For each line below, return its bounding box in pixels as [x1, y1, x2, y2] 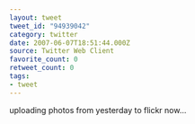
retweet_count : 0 [9, 64, 75, 73]
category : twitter [9, 30, 78, 39]
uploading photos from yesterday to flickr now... [9, 104, 187, 115]
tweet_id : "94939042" [9, 22, 91, 31]
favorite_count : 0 [9, 55, 78, 64]
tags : [9, 72, 30, 81]
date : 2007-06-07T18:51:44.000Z [9, 38, 130, 48]
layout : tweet [9, 13, 63, 22]
